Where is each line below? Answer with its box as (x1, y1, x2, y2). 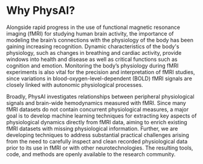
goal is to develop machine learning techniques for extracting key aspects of (6, 112, 197, 119)
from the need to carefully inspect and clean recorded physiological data (6, 137, 188, 145)
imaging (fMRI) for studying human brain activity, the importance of (6, 30, 174, 37)
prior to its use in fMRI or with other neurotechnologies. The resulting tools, (6, 144, 193, 151)
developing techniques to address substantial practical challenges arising (6, 131, 189, 139)
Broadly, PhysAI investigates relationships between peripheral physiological (6, 93, 195, 100)
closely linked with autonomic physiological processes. (6, 81, 143, 88)
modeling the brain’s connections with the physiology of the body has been (6, 36, 193, 43)
